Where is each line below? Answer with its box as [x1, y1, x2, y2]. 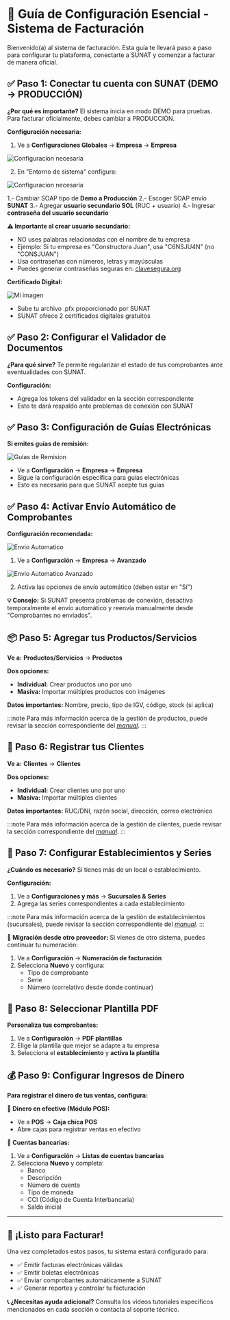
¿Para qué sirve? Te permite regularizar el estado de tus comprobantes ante [7, 360, 223, 369]
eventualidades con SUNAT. [7, 367, 86, 376]
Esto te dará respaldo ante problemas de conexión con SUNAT [16, 402, 194, 410]
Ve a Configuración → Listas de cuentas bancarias [16, 1152, 164, 1160]
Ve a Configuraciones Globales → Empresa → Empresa [16, 141, 177, 149]
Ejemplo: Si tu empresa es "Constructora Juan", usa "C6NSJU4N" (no [16, 242, 214, 251]
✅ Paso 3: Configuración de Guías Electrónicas [7, 421, 212, 433]
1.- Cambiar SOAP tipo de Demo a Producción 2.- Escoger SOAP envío [7, 194, 207, 202]
